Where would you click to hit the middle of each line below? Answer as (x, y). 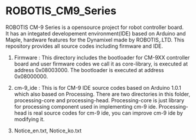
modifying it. (29, 119)
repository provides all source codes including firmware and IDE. (84, 46)
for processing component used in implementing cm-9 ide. (86, 106)
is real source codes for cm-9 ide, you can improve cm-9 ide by (106, 113)
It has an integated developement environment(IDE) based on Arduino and (96, 33)
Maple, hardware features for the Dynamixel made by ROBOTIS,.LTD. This (95, 40)
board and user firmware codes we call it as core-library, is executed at (101, 64)
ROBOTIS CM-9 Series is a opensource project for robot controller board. (95, 27)
